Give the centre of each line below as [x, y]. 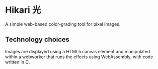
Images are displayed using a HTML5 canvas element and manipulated [78, 51]
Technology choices [37, 40]
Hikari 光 [23, 10]
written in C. [18, 62]
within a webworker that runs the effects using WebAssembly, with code [79, 57]
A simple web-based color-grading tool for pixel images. [63, 24]
